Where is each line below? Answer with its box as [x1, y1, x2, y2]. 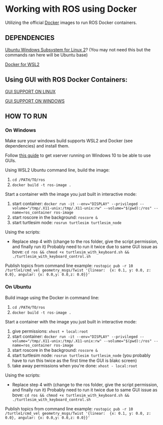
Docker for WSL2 [5, 61, 40, 67]
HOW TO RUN [5, 112, 47, 120]
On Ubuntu [5, 283, 32, 290]
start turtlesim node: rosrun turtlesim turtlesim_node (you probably [12, 352, 151, 358]
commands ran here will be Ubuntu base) [5, 52, 88, 58]
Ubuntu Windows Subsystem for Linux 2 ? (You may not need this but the [5, 46, 151, 52]
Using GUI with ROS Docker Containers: [5, 76, 128, 84]
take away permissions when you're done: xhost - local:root [12, 362, 138, 368]
